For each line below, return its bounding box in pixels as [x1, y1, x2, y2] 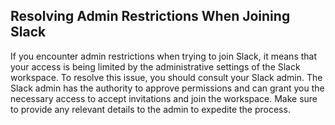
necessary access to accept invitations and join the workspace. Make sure [10, 92, 318, 104]
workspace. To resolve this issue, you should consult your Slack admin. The [10, 71, 323, 83]
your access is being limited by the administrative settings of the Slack [10, 60, 301, 73]
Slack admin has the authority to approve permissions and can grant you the [10, 82, 325, 94]
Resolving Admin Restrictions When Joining [10, 8, 291, 25]
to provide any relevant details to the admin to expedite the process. [10, 103, 291, 115]
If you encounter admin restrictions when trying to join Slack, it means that [10, 50, 318, 62]
